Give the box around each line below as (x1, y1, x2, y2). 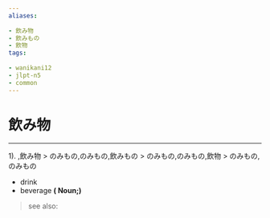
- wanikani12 (8, 64, 52, 72)
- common (8, 79, 38, 87)
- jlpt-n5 (8, 71, 42, 79)
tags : (8, 49, 27, 57)
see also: (27, 201, 59, 211)
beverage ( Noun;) (19, 186, 82, 196)
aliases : (8, 11, 38, 20)
